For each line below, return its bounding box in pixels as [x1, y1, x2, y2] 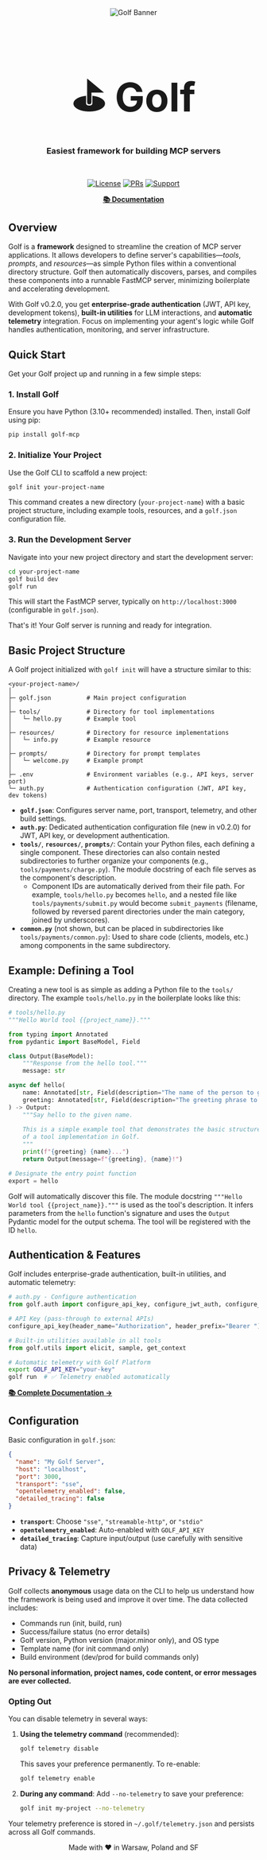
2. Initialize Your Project [8, 449, 102, 460]
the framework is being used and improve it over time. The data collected [8, 1594, 249, 1604]
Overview [8, 220, 58, 234]
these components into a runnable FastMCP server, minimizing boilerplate [8, 276, 250, 285]
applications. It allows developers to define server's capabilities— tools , [8, 250, 242, 260]
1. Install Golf [8, 389, 60, 400]
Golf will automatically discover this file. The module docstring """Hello [8, 1191, 242, 1201]
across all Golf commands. [8, 1827, 95, 1836]
